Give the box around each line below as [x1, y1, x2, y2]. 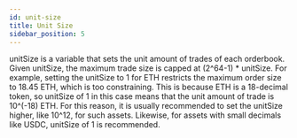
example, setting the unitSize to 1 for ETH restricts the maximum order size [9, 73, 282, 83]
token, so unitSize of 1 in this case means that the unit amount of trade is [9, 91, 275, 102]
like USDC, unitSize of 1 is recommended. [9, 119, 161, 130]
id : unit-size [9, 12, 62, 22]
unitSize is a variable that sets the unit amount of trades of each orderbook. [9, 54, 285, 65]
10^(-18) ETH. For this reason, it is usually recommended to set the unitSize [9, 101, 284, 111]
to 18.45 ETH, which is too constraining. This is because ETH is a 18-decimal [9, 81, 288, 93]
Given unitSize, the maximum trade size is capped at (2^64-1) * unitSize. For [9, 63, 287, 73]
